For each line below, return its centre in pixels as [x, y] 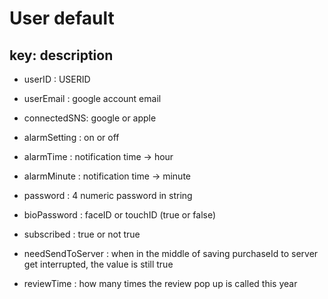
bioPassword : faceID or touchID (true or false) [120, 215]
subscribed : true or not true [82, 234]
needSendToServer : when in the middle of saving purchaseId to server [171, 253]
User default [62, 18]
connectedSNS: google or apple [90, 118]
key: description [61, 55]
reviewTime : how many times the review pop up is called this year [160, 283]
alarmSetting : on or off [71, 137]
